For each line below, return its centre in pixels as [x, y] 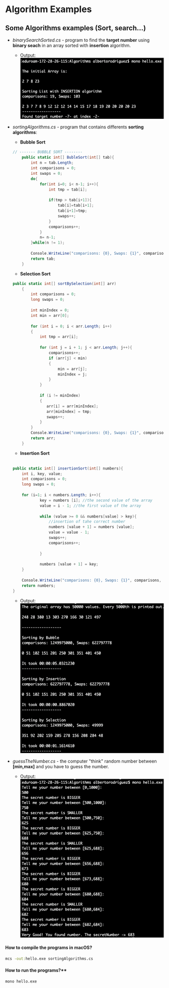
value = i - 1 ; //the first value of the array [90, 506]
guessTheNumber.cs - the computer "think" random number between [84, 761]
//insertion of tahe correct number [87, 522]
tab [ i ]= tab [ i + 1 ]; [76, 206]
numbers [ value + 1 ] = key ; [69, 564]
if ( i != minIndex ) [60, 396]
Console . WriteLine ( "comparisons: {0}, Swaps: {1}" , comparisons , [92, 580]
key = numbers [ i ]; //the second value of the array [96, 500]
